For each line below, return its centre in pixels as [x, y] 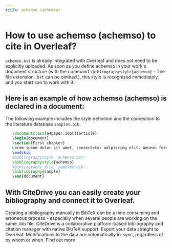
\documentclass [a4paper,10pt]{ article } [55, 134]
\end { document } [28, 177]
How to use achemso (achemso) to [81, 35]
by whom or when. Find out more [40, 240]
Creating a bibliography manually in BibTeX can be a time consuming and [82, 213]
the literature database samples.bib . [43, 124]
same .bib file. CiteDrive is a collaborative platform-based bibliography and [84, 223]
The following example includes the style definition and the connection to [83, 119]
